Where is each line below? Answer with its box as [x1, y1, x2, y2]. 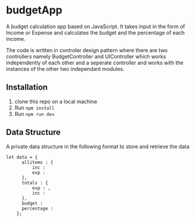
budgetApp [6, 4, 62, 17]
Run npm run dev [14, 110, 55, 117]
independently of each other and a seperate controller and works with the [6, 59, 184, 66]
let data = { [6, 154, 38, 160]
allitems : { [21, 159, 54, 165]
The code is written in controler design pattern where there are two [6, 46, 168, 53]
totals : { [21, 180, 48, 186]
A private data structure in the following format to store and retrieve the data [6, 143, 190, 150]
